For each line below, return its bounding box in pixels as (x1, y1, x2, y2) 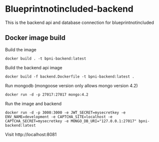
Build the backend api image (5, 64, 63, 70)
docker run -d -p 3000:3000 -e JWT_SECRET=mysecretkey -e (5, 110, 126, 115)
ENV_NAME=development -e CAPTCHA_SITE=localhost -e (5, 114, 113, 119)
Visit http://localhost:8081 (5, 131, 57, 137)
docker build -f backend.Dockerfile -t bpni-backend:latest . (5, 74, 135, 79)
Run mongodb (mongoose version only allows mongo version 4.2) (5, 82, 138, 88)
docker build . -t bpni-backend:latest (5, 56, 87, 61)
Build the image (5, 46, 37, 52)
